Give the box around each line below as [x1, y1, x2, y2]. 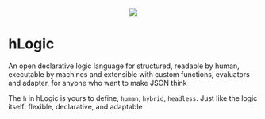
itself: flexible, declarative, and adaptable [8, 102, 143, 111]
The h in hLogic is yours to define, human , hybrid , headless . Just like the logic [8, 93, 258, 102]
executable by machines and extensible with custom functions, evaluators [8, 69, 250, 79]
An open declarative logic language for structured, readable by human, [8, 61, 240, 71]
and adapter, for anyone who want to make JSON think [8, 78, 188, 87]
